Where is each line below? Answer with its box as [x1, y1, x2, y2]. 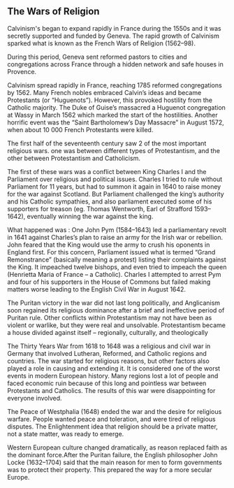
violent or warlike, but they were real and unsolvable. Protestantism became [7, 321, 226, 329]
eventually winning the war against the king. [27, 212, 154, 220]
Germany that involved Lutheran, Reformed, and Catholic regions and [7, 349, 207, 357]
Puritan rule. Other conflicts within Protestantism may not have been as [7, 313, 212, 322]
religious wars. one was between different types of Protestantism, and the [7, 146, 220, 155]
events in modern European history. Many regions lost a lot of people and [7, 371, 219, 380]
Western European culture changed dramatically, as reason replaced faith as [7, 443, 228, 452]
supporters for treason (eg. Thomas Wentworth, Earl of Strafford [7, 204, 193, 213]
